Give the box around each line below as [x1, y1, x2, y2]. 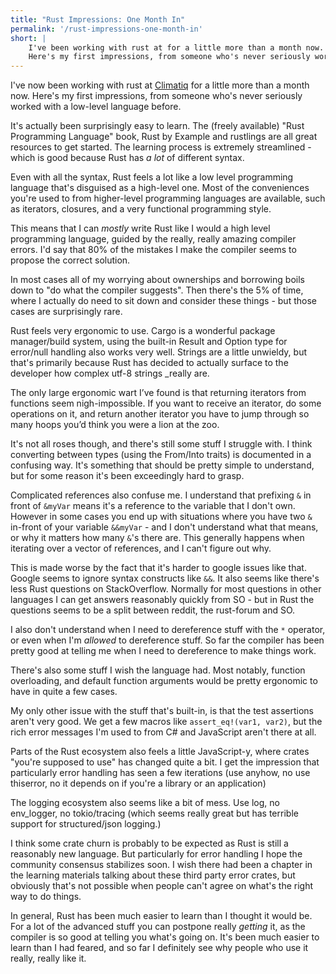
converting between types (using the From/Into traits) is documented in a [10, 449, 312, 461]
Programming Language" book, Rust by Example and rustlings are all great [10, 131, 318, 143]
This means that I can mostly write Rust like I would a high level [10, 222, 271, 235]
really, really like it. [10, 952, 87, 965]
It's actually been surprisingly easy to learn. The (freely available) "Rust [10, 120, 305, 132]
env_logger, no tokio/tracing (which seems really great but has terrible [10, 807, 299, 820]
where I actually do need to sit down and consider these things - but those [10, 295, 317, 307]
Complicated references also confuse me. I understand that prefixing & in [10, 489, 312, 501]
